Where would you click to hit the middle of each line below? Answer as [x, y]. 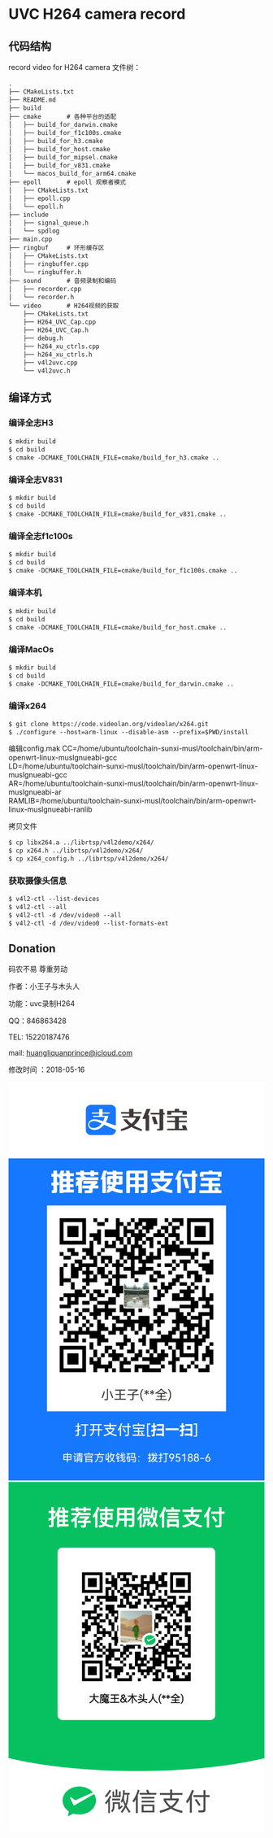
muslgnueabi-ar [35, 792]
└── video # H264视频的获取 [64, 306]
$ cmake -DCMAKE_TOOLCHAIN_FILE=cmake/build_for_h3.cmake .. [114, 457]
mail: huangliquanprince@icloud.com [70, 1053]
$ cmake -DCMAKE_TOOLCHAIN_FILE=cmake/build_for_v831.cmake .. [118, 514]
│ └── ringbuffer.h [45, 272]
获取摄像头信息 [38, 881]
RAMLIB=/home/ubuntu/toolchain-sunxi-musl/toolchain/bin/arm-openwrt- [132, 801]
